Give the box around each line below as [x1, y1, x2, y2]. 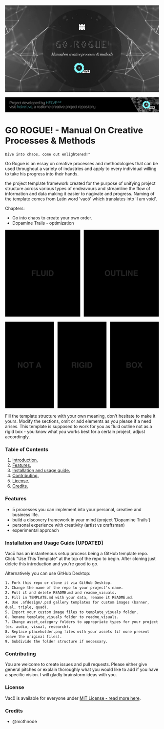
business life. [12, 512, 39, 517]
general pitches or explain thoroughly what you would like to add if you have [5, 666, 159, 672]
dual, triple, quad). [5, 605, 49, 610]
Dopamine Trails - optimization [12, 220, 74, 226]
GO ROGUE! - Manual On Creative [5, 125, 143, 136]
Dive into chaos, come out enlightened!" [5, 152, 91, 157]
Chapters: [5, 206, 25, 212]
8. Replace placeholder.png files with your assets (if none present [5, 629, 150, 634]
